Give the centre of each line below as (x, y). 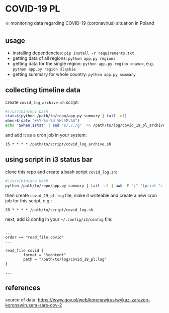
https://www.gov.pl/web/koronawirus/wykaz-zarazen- (94, 300)
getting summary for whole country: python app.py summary (74, 74)
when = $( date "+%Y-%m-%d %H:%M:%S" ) (43, 121)
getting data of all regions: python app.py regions (64, 58)
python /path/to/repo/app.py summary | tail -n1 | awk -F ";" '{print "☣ (84, 186)
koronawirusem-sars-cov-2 (34, 305)
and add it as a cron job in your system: (46, 135)
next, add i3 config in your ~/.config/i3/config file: (59, 219)
